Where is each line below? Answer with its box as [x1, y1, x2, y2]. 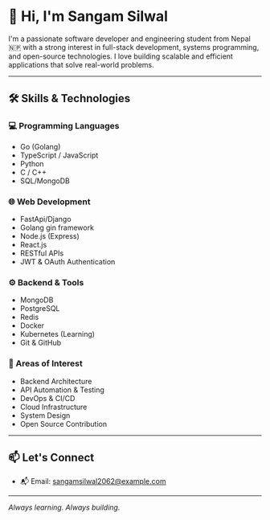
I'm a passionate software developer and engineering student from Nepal [8, 34, 251, 43]
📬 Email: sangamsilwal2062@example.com [19, 477, 166, 486]
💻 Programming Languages [8, 121, 120, 132]
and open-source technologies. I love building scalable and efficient [8, 51, 233, 61]
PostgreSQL [19, 304, 60, 313]
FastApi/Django [19, 214, 72, 223]
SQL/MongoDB [19, 176, 71, 186]
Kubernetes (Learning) [19, 330, 95, 339]
